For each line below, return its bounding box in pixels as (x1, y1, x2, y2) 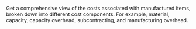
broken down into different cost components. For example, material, (6, 11, 170, 18)
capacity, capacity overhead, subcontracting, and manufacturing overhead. (6, 17, 188, 23)
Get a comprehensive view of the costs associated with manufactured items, (6, 5, 191, 11)
